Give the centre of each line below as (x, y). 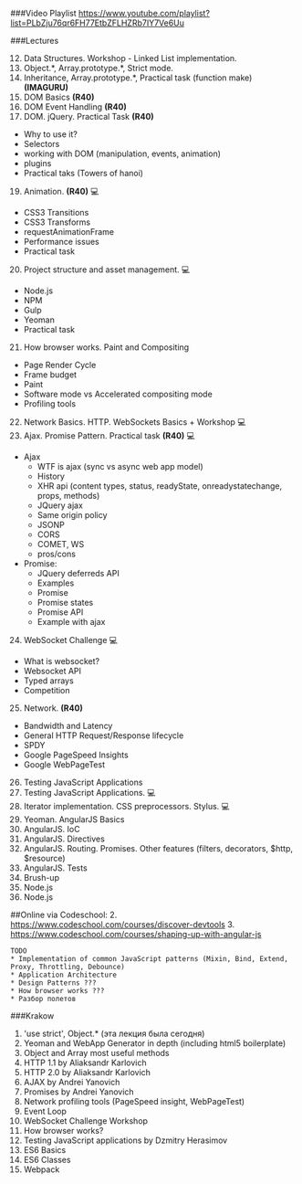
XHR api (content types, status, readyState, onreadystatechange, (160, 486)
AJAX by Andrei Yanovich (72, 1082)
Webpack (42, 1169)
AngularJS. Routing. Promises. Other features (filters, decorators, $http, (158, 848)
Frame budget (50, 375)
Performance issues (61, 242)
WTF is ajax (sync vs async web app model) (120, 466)
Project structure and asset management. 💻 (107, 270)
